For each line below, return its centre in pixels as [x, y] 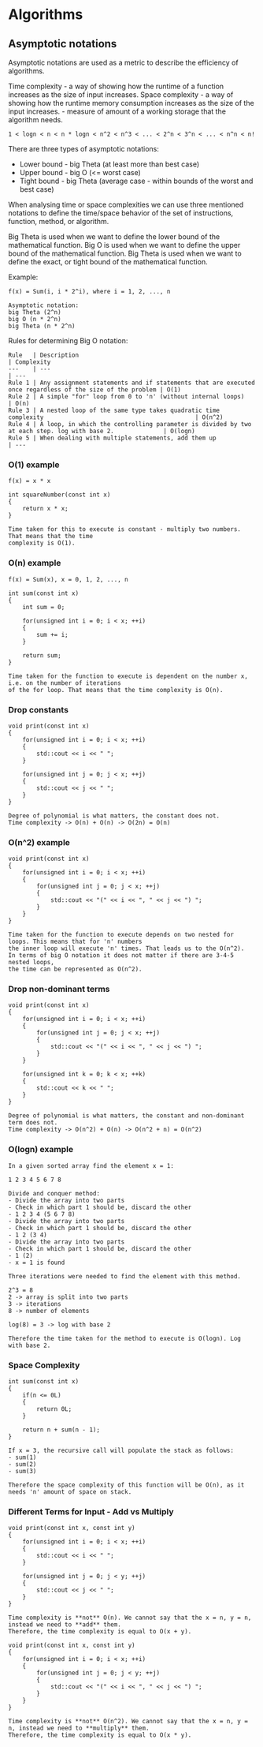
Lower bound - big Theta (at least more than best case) [109, 164]
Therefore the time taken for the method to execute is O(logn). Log [125, 1338]
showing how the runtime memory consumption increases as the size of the [131, 103]
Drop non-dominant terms [59, 989]
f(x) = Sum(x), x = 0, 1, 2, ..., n [68, 579]
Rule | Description [44, 355]
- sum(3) [22, 1472]
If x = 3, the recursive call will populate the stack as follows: [121, 1451]
